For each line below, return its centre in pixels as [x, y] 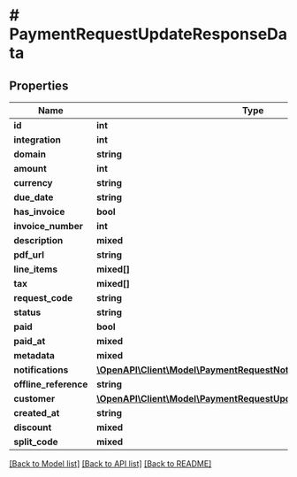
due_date [34, 197]
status [27, 312]
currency [33, 183]
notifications [41, 370]
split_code [36, 442]
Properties [39, 85]
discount [33, 427]
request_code [43, 298]
